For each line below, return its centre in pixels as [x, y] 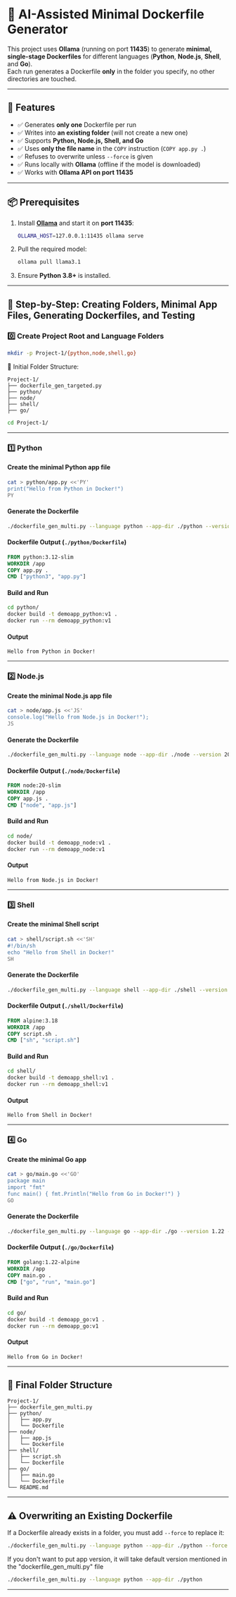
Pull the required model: [52, 249]
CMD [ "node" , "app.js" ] [42, 805]
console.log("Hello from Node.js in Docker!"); [78, 717]
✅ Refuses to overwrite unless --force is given [85, 156]
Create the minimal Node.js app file [60, 696]
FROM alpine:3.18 [33, 1021]
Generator [38, 29]
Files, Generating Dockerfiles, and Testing [101, 316]
